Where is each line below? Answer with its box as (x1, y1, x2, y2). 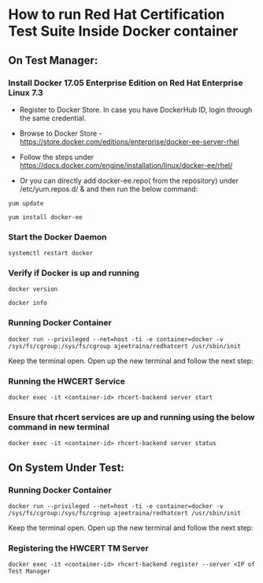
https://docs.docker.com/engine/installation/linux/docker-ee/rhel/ (19, 160, 233, 170)
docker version (8, 285, 58, 293)
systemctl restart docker (8, 250, 93, 258)
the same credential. (19, 113, 87, 123)
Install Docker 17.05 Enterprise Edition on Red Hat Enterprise (8, 77, 243, 88)
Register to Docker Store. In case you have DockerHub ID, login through (19, 105, 253, 114)
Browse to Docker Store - (19, 128, 102, 138)
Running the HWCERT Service (8, 376, 126, 387)
